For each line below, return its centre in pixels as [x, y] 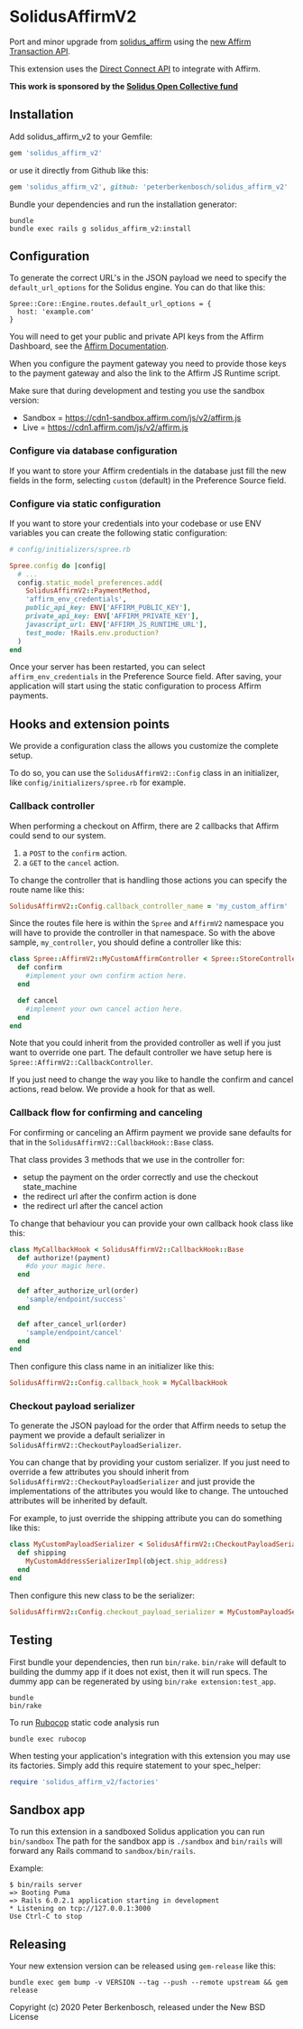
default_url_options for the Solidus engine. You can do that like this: [138, 287]
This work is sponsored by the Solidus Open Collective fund [124, 86]
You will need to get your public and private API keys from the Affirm [137, 337]
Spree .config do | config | [58, 566]
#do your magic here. [66, 1267]
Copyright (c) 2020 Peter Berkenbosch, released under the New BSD [138, 2007]
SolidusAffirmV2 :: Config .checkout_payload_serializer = [116, 1612]
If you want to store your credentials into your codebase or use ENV [135, 523]
